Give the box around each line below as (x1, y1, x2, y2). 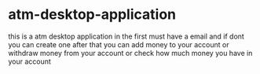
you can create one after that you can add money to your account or (8, 39, 229, 49)
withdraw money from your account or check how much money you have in (8, 48, 253, 57)
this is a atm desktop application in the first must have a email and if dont (8, 31, 245, 41)
